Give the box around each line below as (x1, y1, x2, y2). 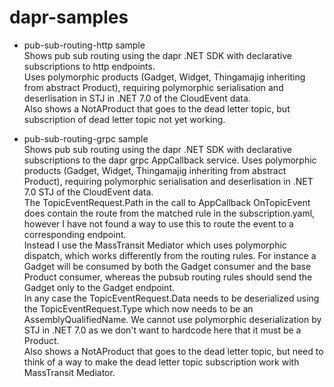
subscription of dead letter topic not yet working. (23, 113, 226, 125)
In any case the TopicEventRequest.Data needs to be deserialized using (23, 292, 320, 304)
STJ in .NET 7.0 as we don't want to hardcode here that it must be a (23, 324, 302, 336)
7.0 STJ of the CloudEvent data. (23, 186, 154, 198)
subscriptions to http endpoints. (23, 60, 156, 72)
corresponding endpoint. (23, 228, 127, 240)
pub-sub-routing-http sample (23, 39, 146, 51)
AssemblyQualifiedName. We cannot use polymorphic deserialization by (23, 313, 322, 325)
